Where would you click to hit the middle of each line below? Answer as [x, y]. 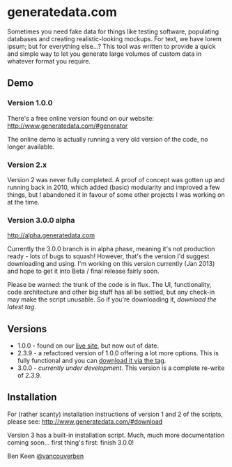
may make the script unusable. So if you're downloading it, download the [112, 299]
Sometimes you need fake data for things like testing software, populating [113, 31]
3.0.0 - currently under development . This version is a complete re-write [121, 368]
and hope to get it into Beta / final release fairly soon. [83, 271]
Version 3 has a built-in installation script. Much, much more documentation [116, 435]
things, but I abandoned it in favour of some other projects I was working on [116, 194]
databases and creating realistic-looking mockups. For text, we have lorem [114, 38]
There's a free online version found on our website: [81, 118]
